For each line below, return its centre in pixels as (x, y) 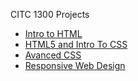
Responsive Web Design (75, 65)
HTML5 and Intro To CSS (76, 44)
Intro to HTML (53, 33)
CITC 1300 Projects (50, 14)
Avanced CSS (53, 55)
